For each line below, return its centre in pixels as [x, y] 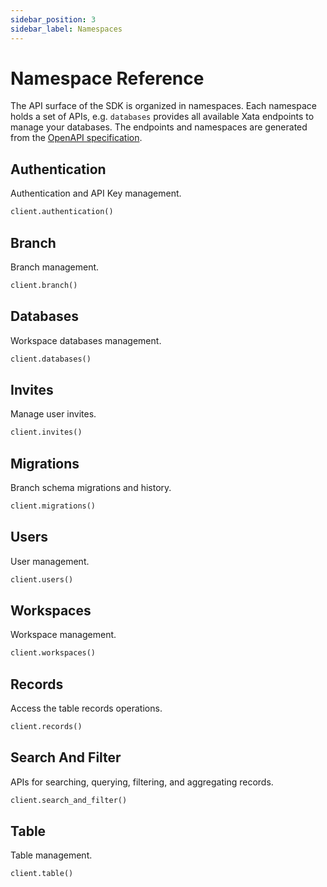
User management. [50, 561]
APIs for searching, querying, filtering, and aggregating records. [142, 782]
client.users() [42, 579]
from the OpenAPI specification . [76, 138]
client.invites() [46, 432]
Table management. [51, 855]
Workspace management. [63, 635]
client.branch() [44, 285]
